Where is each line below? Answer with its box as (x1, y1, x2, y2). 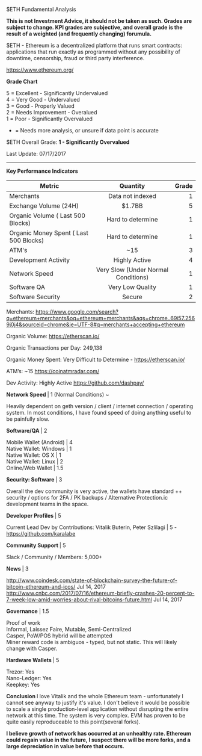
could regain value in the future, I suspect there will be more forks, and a (6, 736, 191, 743)
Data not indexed (108, 192, 156, 200)
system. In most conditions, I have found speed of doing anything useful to (6, 409, 192, 416)
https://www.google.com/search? (35, 308, 119, 315)
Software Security (9, 293, 60, 301)
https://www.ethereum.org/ (6, 66, 74, 73)
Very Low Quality (108, 283, 157, 291)
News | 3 (6, 565, 29, 572)
